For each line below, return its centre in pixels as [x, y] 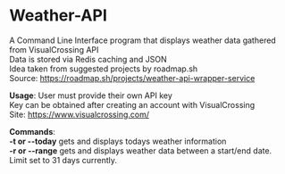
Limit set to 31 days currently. [63, 160]
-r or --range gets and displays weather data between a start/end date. [141, 150]
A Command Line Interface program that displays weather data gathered [143, 40]
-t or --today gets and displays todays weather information [118, 141]
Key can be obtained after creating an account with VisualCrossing [132, 104]
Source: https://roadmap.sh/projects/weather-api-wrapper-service [132, 78]
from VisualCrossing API [54, 49]
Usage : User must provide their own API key [91, 95]
